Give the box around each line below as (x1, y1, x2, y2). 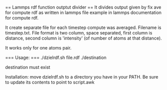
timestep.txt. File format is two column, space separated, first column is (5, 30, 153, 35)
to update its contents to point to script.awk (5, 79, 95, 85)
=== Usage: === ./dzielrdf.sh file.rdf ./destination (5, 54, 107, 60)
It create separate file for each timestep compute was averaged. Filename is (5, 24, 162, 30)
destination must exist (5, 64, 51, 70)
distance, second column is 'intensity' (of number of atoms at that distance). (5, 35, 162, 41)
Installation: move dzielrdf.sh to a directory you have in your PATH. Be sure (5, 74, 159, 79)
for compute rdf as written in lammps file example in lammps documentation (5, 9, 162, 15)
